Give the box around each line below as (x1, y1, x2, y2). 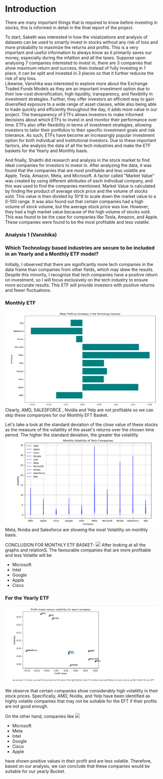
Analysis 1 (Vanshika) (5, 231, 57, 238)
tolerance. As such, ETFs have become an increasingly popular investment (5, 132, 155, 138)
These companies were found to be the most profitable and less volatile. (5, 219, 150, 225)
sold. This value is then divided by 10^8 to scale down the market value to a (5, 193, 157, 199)
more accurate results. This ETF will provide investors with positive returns (5, 282, 155, 288)
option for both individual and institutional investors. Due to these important (5, 137, 157, 143)
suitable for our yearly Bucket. (5, 768, 66, 774)
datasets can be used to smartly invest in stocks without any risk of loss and (5, 39, 158, 45)
